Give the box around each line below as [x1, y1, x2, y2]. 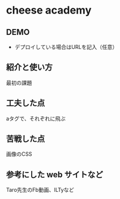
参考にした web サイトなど [6, 169, 104, 180]
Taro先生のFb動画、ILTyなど [6, 187, 75, 194]
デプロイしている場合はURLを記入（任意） [14, 44, 118, 50]
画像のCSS [6, 151, 32, 158]
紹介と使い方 [6, 63, 53, 73]
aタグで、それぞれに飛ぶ [6, 115, 66, 122]
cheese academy [6, 4, 92, 17]
